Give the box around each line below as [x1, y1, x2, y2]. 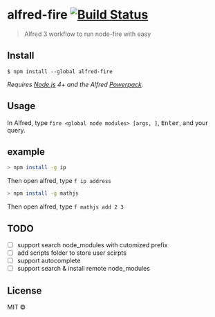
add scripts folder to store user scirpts [17, 249, 127, 257]
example [7, 146, 46, 157]
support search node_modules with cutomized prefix [17, 240, 168, 249]
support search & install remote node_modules [17, 265, 151, 273]
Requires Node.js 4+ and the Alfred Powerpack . [7, 80, 144, 88]
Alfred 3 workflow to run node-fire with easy [24, 30, 151, 38]
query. [7, 126, 26, 134]
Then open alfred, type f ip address [7, 177, 112, 185]
